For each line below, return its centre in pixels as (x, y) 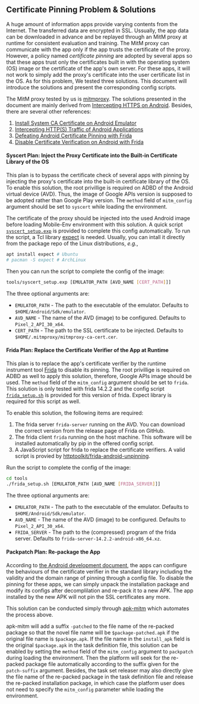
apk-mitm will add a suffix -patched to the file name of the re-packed (90, 626)
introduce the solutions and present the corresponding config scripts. (91, 87)
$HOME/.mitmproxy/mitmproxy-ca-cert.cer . (66, 337)
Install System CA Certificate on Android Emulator (75, 123)
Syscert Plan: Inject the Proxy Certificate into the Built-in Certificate (92, 155)
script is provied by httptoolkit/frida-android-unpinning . (82, 456)
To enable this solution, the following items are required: (75, 413)
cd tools (17, 478)
